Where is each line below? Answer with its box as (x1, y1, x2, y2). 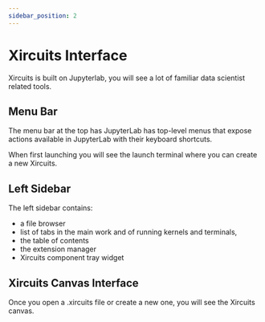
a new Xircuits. (8, 158, 58, 169)
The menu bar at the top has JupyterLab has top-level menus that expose (8, 126, 252, 136)
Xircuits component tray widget (19, 253, 124, 263)
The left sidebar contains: (8, 203, 93, 213)
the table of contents (19, 236, 90, 246)
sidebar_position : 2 (8, 11, 78, 20)
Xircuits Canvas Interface (8, 276, 139, 290)
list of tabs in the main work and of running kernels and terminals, (19, 227, 238, 237)
